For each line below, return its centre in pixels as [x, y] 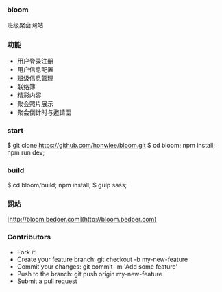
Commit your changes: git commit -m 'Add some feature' [97, 266]
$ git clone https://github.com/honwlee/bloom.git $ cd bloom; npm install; [111, 145]
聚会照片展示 [35, 103]
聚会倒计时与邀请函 [44, 112]
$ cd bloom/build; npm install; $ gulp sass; [67, 185]
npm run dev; [26, 152]
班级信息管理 [35, 78]
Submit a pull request [47, 281]
